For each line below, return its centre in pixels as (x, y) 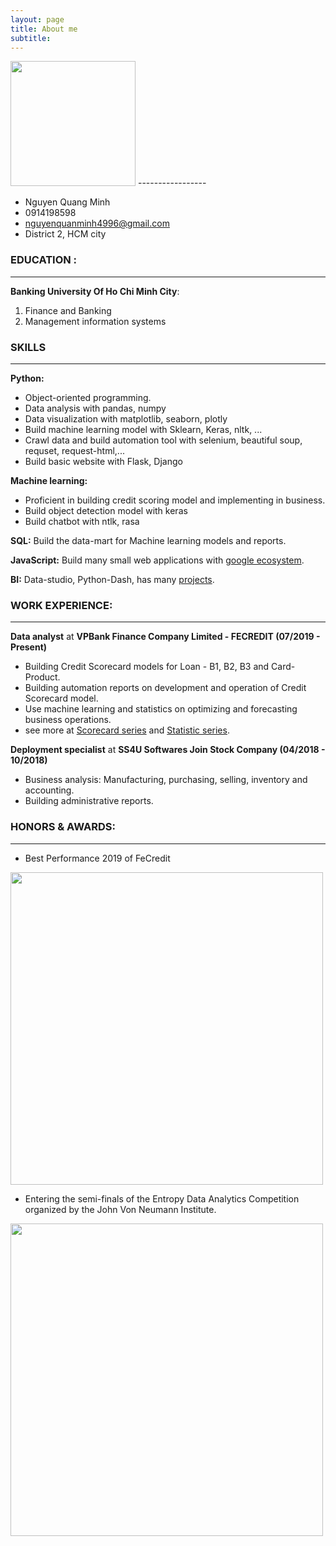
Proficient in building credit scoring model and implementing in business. (175, 500)
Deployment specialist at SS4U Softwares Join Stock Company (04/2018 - (168, 750)
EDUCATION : (44, 260)
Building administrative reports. (89, 801)
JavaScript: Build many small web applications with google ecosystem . (157, 560)
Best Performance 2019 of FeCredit (97, 858)
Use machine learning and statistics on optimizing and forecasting (161, 709)
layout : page (37, 19)
